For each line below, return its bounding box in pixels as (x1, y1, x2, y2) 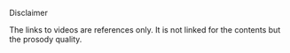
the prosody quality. (9, 34, 82, 44)
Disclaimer (9, 8, 49, 18)
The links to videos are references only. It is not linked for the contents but (9, 25, 281, 34)
